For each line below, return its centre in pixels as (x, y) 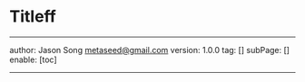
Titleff (33, 17)
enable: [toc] (33, 59)
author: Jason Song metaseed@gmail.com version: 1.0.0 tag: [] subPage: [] (150, 50)
